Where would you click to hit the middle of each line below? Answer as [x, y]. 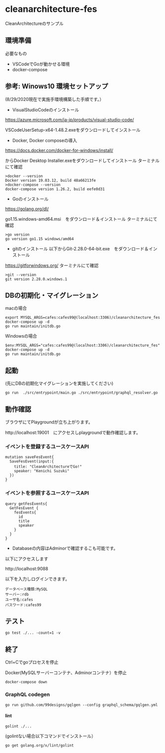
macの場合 [16, 308]
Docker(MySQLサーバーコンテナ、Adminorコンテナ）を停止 [66, 673]
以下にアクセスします [27, 558]
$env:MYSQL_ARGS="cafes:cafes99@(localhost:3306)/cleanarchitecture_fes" [83, 346]
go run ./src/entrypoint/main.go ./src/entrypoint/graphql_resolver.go [82, 393]
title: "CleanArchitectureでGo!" [48, 467]
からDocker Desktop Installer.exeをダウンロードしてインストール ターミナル [82, 160]
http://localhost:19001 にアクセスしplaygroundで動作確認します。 [73, 432]
